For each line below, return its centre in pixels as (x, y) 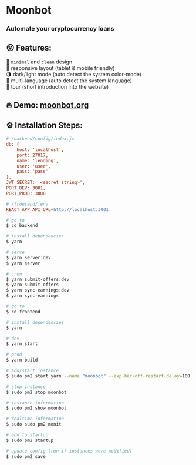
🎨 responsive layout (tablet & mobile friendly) (61, 68)
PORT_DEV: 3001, (26, 188)
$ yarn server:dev (28, 257)
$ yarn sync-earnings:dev (38, 290)
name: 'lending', (38, 160)
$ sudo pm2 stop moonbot (36, 392)
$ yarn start (22, 344)
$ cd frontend (23, 312)
